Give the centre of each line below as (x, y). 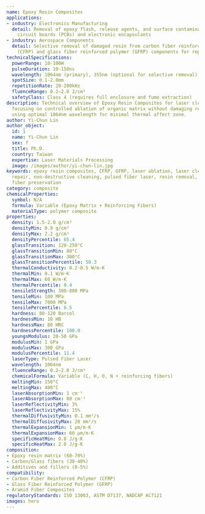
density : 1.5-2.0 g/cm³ (42, 223)
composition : (23, 450)
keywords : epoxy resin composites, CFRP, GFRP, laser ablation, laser (98, 171)
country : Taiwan (32, 154)
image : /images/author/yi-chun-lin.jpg (63, 166)
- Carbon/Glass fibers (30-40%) (47, 461)
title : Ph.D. (28, 148)
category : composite (33, 188)
